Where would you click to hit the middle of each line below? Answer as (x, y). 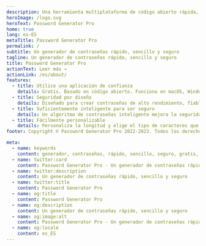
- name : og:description (42, 205)
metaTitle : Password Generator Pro (52, 40)
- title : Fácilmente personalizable (59, 120)
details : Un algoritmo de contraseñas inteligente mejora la (97, 114)
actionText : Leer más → (37, 69)
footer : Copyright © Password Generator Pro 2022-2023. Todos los (93, 132)
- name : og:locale (36, 228)
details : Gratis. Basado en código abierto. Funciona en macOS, (101, 92)
